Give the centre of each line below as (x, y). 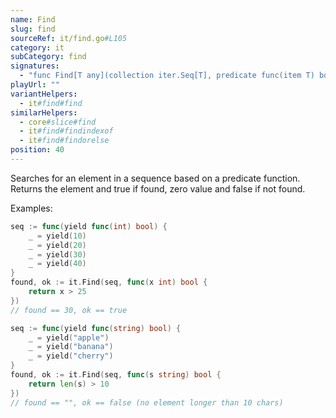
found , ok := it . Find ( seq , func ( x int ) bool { (109, 282)
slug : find (33, 29)
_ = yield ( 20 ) (57, 245)
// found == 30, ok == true (69, 310)
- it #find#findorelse (64, 141)
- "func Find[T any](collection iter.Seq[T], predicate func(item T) (167, 76)
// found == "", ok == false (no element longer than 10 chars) (147, 402)
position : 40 (37, 150)
